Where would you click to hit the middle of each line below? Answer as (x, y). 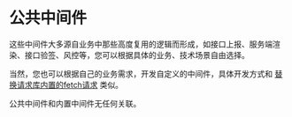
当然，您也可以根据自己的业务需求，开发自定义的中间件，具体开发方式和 (141, 73)
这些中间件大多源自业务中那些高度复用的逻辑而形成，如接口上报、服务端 (141, 44)
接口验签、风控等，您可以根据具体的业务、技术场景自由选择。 (137, 55)
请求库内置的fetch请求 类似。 (70, 84)
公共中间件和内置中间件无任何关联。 (75, 103)
